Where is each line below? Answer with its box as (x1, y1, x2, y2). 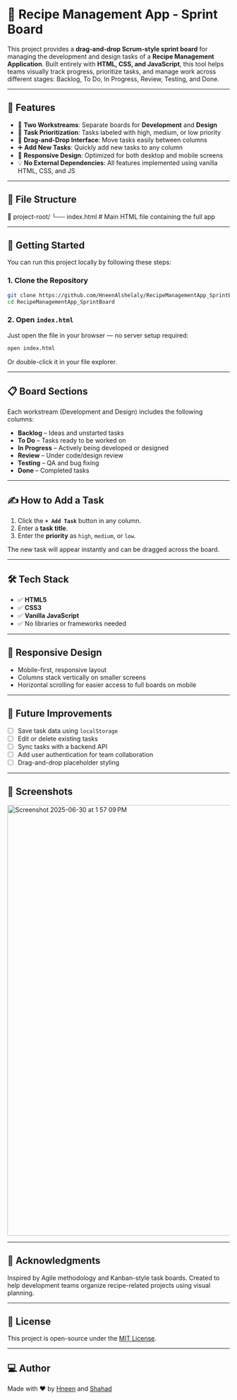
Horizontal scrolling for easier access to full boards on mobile (17, 681, 197, 689)
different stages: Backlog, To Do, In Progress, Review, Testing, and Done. (7, 74, 220, 83)
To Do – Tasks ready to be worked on (17, 436, 126, 445)
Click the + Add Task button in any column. (17, 517, 142, 525)
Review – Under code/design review (17, 451, 123, 460)
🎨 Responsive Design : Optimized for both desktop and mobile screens (17, 151, 224, 160)
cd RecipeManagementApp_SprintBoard (7, 298, 115, 306)
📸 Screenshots (7, 786, 73, 798)
